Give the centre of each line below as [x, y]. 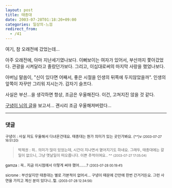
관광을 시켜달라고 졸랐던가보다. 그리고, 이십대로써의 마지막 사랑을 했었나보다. [89, 66]
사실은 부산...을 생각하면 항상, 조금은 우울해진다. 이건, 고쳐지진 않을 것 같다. [80, 95]
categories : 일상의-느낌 [29, 24]
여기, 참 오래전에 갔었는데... [33, 49]
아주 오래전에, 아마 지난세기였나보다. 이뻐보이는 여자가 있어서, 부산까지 [76, 60]
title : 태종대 [19, 15]
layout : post [19, 10]
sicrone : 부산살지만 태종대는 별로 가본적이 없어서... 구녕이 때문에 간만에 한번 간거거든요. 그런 [83, 175]
